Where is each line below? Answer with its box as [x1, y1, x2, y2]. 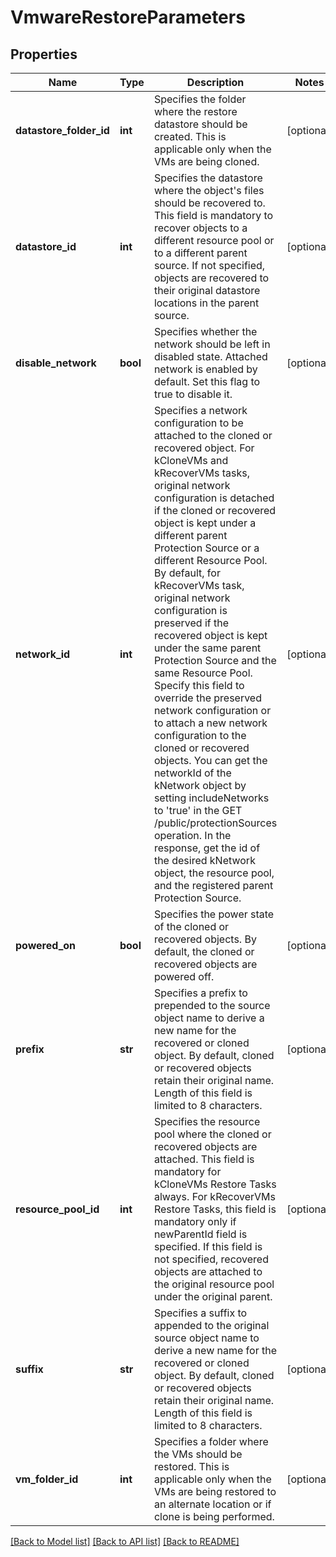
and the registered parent [153, 879, 274, 892]
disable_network [15, 356, 97, 370]
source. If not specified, [153, 259, 266, 272]
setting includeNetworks [153, 791, 270, 805]
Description [186, 76, 245, 89]
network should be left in [153, 337, 271, 351]
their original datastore [153, 284, 261, 297]
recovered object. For [153, 441, 255, 455]
